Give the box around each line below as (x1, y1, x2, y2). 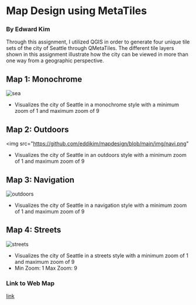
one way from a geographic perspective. (6, 57, 104, 64)
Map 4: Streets (6, 225, 61, 235)
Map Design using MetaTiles (6, 4, 147, 18)
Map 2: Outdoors (6, 125, 69, 135)
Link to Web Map (6, 279, 55, 287)
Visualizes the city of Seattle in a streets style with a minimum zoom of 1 (14, 252, 188, 259)
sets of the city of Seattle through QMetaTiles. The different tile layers (6, 45, 174, 52)
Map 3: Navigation (6, 175, 75, 185)
